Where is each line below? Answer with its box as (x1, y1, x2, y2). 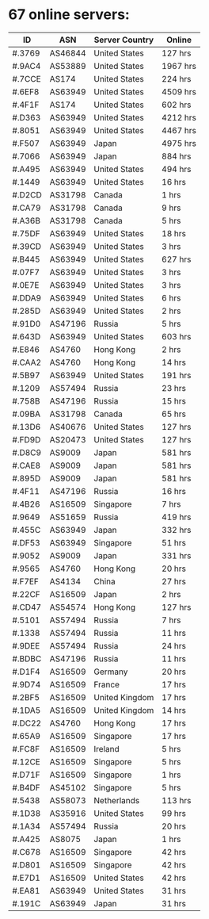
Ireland (93, 743, 120, 754)
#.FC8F (12, 743, 40, 754)
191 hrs (161, 370, 192, 381)
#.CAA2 (12, 357, 42, 368)
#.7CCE (12, 73, 41, 84)
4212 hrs (161, 112, 196, 123)
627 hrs (161, 254, 192, 265)
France (93, 679, 120, 690)
